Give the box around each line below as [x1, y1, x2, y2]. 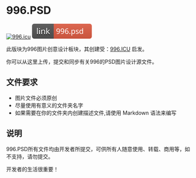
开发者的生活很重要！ [6, 165, 59, 173]
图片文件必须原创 [14, 94, 57, 102]
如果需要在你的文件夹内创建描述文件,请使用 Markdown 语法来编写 [14, 109, 177, 116]
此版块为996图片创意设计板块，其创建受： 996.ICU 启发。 [6, 45, 148, 53]
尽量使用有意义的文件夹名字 [14, 102, 84, 109]
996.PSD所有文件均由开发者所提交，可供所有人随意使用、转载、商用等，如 [6, 145, 190, 152]
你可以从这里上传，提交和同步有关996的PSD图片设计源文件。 [6, 58, 158, 65]
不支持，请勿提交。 [6, 153, 54, 160]
